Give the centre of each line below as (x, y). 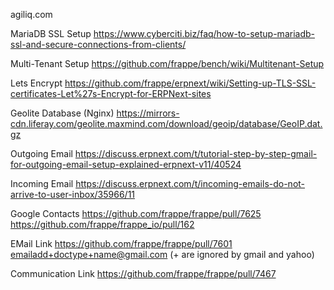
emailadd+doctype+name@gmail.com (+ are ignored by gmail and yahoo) (162, 254)
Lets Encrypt (36, 83)
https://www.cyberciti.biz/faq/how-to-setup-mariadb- (204, 33)
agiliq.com (31, 14)
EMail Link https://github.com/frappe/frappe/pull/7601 (121, 243)
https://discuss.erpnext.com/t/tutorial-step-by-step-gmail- (196, 153)
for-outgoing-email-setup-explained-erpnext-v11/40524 (126, 164)
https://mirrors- (148, 113)
